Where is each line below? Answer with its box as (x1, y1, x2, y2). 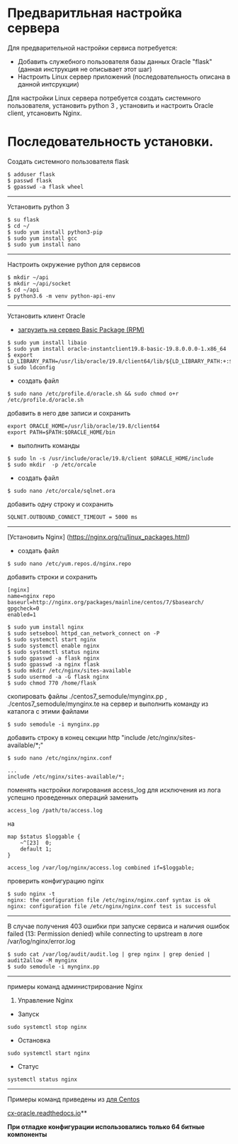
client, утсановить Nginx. (7, 109, 82, 117)
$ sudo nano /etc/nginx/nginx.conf (7, 754, 113, 761)
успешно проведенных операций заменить (7, 793, 139, 802)
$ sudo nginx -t (7, 890, 55, 898)
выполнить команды (17, 441, 80, 450)
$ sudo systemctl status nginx (7, 648, 100, 655)
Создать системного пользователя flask (7, 157, 130, 165)
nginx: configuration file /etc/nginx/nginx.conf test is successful (7, 903, 217, 910)
